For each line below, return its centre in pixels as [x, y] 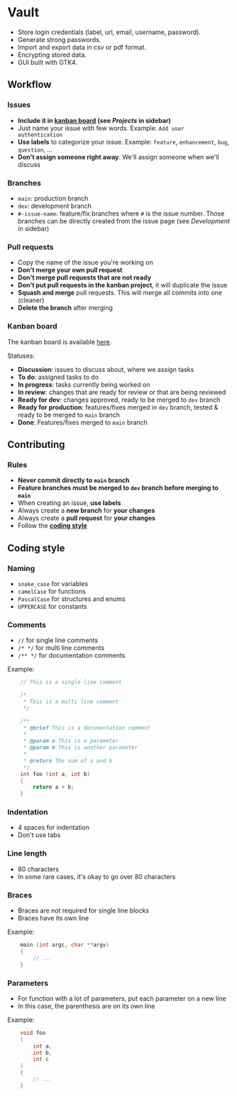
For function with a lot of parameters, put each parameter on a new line [122, 998]
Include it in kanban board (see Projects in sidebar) [94, 120]
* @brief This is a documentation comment [87, 728]
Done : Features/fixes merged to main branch [82, 422]
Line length [27, 853]
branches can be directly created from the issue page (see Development [124, 220]
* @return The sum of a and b [68, 761]
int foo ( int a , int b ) [55, 774]
